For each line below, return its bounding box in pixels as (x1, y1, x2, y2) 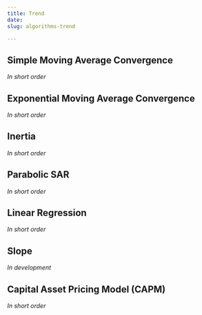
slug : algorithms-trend (7, 23, 76, 30)
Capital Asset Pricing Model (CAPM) (7, 283, 166, 295)
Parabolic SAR (7, 169, 70, 181)
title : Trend (7, 10, 45, 17)
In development (7, 263, 52, 272)
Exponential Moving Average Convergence (7, 92, 195, 104)
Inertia (7, 131, 37, 142)
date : (7, 17, 23, 23)
